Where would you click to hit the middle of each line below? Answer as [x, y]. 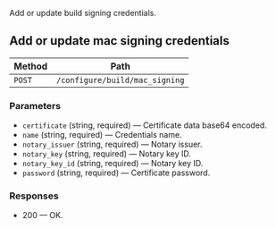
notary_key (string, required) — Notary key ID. [107, 154]
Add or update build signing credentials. [83, 13]
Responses [34, 196]
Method [31, 66]
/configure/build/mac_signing [121, 80]
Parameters [35, 106]
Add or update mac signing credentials [119, 41]
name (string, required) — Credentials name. [102, 135]
